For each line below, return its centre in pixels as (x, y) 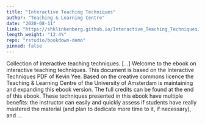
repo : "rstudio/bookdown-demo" (46, 40)
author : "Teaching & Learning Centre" (56, 18)
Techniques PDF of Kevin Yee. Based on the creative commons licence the (100, 76)
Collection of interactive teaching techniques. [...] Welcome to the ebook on (101, 63)
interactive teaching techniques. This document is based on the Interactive (100, 70)
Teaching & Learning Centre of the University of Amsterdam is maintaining (100, 82)
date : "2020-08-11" (31, 23)
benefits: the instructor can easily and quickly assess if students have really (102, 102)
